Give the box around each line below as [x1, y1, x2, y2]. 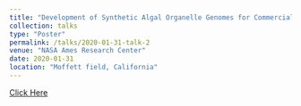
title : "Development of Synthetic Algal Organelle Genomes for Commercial [9, 12, 295, 22]
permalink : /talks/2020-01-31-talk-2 [9, 37, 150, 47]
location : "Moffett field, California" [9, 63, 159, 72]
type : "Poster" [9, 29, 66, 38]
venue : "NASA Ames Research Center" [9, 46, 146, 55]
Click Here [9, 86, 48, 98]
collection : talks [9, 21, 78, 30]
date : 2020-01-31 [9, 54, 74, 63]
